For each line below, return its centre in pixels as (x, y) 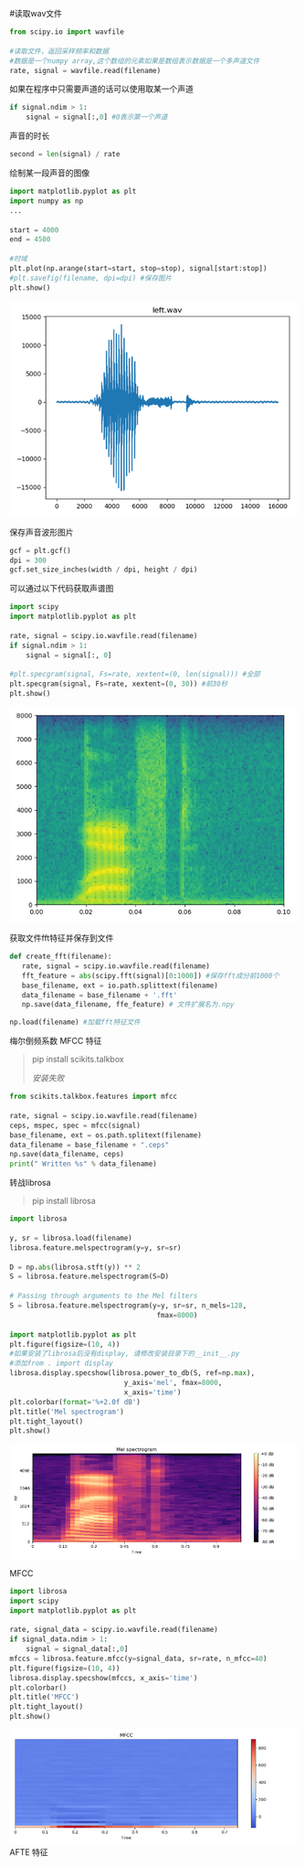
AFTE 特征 (29, 1852)
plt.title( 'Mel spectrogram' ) (67, 1412)
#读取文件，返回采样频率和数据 (59, 51)
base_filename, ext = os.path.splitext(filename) (106, 1135)
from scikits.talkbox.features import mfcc (94, 1097)
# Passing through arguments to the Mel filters (104, 1296)
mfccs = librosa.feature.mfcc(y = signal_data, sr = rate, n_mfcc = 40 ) (138, 1658)
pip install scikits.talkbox (78, 1060)
